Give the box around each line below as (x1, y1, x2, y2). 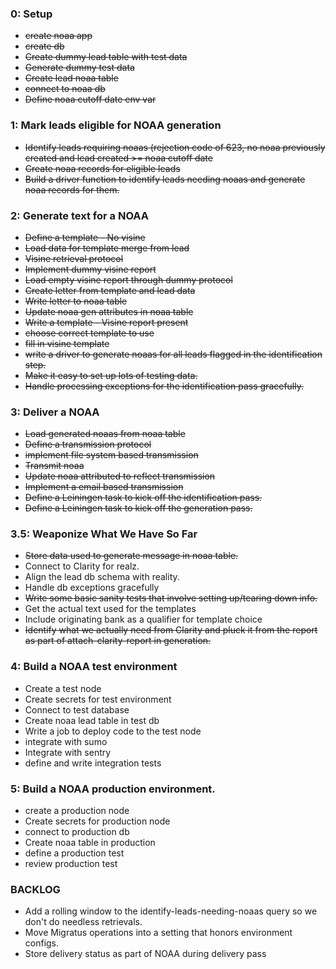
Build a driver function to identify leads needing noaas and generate (24, 173, 306, 185)
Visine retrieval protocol (24, 252, 124, 264)
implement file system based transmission (24, 449, 199, 461)
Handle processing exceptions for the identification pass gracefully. (24, 380, 305, 392)
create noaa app (24, 30, 93, 42)
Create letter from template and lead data (24, 284, 196, 296)
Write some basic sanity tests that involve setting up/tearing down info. (24, 592, 318, 604)
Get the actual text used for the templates (24, 603, 197, 615)
